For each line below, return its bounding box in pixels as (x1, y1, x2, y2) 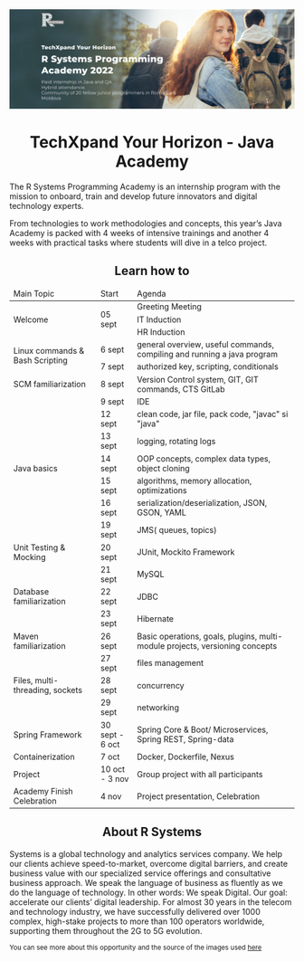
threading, (13, 685, 52, 696)
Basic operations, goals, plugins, (137, 631, 258, 642)
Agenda (137, 289, 166, 300)
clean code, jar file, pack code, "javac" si (137, 409, 289, 420)
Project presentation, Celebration (137, 791, 261, 802)
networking (137, 701, 179, 713)
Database (13, 586, 50, 597)
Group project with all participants (137, 768, 263, 779)
